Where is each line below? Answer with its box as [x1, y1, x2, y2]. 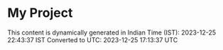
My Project [7, 5, 73, 21]
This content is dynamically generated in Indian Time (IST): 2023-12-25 [7, 28, 217, 37]
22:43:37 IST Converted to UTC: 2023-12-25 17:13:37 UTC [7, 35, 178, 44]
